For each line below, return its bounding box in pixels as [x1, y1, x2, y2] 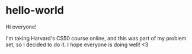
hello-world [5, 4, 65, 17]
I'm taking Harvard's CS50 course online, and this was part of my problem [5, 34, 187, 42]
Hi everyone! [5, 23, 37, 30]
